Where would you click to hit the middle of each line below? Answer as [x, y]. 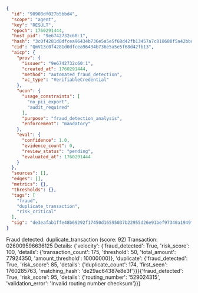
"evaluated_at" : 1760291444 [56, 157]
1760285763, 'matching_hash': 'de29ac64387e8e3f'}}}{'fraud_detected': [95, 271]
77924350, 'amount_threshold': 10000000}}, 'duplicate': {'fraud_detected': [97, 258]
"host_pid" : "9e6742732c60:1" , [50, 36]
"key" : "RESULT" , [33, 25]
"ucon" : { [29, 91]
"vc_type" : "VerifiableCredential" [65, 80]
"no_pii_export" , [48, 102]
